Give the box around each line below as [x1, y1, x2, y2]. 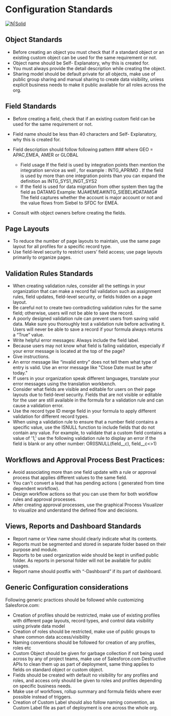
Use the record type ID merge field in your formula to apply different [12, 408, 156, 414]
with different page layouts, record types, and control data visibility [12, 617, 154, 623]
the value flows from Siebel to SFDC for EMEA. [20, 200, 119, 206]
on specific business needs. [12, 683, 72, 689]
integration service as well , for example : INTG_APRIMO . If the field [20, 167, 163, 173]
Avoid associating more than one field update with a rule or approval [12, 469, 157, 475]
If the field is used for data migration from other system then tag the [20, 183, 163, 189]
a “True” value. [12, 332, 44, 338]
